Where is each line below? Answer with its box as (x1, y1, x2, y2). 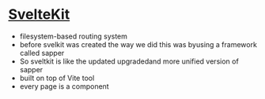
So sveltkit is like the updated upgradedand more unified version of (19, 57, 239, 66)
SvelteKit (8, 5, 70, 24)
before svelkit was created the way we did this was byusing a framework (19, 39, 257, 49)
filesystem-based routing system (19, 31, 128, 41)
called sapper (19, 48, 65, 57)
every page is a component (19, 81, 109, 91)
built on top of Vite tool (19, 73, 95, 82)
